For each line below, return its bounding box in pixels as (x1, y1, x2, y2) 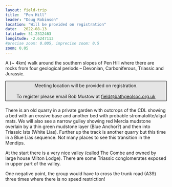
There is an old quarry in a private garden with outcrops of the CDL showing (5, 107, 166, 113)
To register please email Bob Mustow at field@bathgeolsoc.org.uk (16, 93, 156, 99)
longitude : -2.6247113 (5, 36, 54, 41)
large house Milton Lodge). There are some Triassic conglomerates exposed (5, 155, 166, 161)
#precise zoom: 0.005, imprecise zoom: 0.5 (5, 41, 100, 46)
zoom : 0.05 (5, 46, 29, 51)
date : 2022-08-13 (5, 27, 47, 32)
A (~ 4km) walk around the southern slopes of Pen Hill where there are (5, 59, 155, 66)
